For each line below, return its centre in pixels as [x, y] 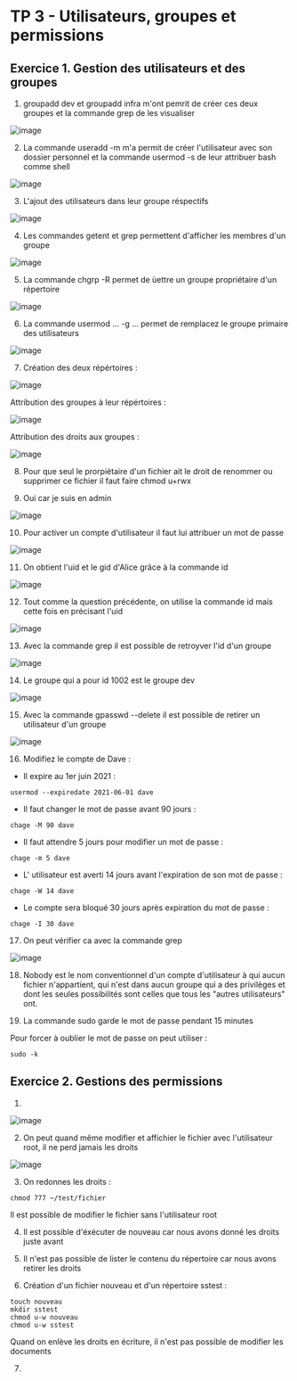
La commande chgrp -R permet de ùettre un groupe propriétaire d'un [150, 279]
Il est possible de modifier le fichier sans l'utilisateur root [113, 1214]
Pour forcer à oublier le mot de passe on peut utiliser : [109, 1038]
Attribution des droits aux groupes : [75, 437]
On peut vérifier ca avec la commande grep [103, 941]
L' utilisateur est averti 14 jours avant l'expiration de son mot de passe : [153, 875]
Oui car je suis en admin [67, 498]
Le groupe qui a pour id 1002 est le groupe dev [108, 680]
